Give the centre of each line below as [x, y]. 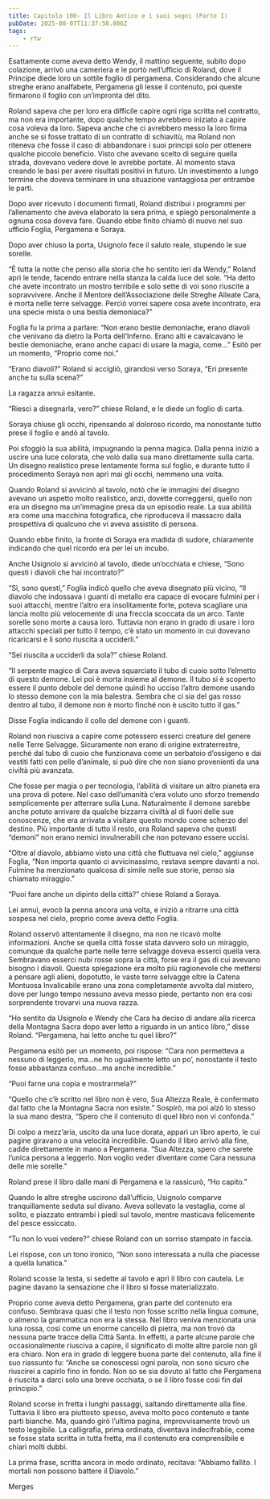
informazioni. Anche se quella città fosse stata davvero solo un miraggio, [129, 943]
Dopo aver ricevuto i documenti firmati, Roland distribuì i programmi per [127, 204]
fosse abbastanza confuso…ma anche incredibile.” [92, 1068]
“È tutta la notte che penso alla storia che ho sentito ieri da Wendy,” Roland [132, 269]
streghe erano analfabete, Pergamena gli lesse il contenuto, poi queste [125, 87]
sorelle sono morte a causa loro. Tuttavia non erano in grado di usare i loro [131, 622]
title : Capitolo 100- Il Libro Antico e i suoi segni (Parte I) [118, 16]
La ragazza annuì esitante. [52, 393]
